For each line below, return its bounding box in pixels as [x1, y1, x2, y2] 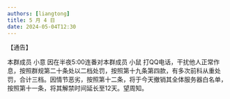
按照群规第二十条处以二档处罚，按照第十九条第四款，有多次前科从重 [19, 67, 215, 75]
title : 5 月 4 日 [7, 17, 56, 24]
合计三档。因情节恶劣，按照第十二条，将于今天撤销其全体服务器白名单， [19, 75, 227, 84]
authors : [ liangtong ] [7, 10, 70, 17]
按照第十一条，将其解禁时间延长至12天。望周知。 [7, 84, 148, 93]
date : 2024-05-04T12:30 [7, 23, 77, 30]
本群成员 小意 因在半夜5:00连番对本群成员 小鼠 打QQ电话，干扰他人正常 [7, 58, 214, 66]
